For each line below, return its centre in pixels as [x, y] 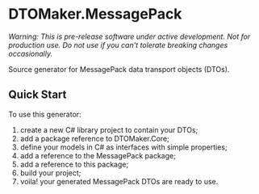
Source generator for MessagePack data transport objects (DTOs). [119, 69]
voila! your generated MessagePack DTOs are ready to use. [119, 181]
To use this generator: [45, 114]
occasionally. [31, 53]
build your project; [50, 173]
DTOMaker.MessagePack [95, 14]
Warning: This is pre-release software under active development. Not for [129, 36]
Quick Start [38, 95]
